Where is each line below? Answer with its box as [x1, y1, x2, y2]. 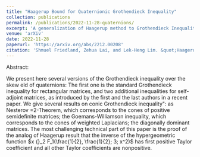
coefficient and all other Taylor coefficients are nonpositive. [6, 144, 152, 151]
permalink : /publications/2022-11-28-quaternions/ [6, 20, 135, 25]
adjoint [6, 94, 23, 101]
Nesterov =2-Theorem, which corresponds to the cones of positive [6, 106, 171, 113]
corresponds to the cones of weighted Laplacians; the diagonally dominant [6, 119, 190, 126]
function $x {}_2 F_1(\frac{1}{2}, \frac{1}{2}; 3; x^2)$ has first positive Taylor [6, 137, 192, 145]
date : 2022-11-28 [6, 36, 49, 42]
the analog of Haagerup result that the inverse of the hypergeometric [6, 132, 176, 139]
